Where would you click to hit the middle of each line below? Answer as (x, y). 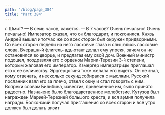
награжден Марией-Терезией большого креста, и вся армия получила (80, 97)
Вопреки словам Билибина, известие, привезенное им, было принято (79, 86)
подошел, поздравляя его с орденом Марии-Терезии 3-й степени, (75, 60)
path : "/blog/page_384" (30, 10)
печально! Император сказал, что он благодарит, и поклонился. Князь (80, 34)
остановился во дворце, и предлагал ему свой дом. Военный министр (80, 55)
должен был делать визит (32, 108)
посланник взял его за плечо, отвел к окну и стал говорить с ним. (75, 81)
